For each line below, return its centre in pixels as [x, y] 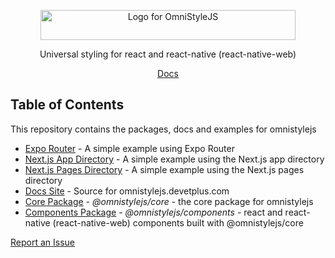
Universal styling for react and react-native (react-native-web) [168, 54]
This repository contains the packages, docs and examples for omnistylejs [163, 129]
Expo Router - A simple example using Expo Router [129, 148]
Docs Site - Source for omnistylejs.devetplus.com [127, 191]
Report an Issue [42, 242]
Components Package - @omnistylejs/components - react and [153, 212]
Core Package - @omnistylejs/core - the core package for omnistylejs [169, 201]
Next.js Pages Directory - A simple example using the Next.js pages [164, 169]
